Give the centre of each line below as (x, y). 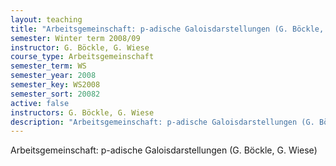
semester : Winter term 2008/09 (75, 38)
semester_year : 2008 (53, 76)
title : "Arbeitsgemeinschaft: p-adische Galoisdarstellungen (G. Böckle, (167, 29)
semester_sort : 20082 (55, 94)
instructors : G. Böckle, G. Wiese (82, 112)
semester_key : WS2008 (55, 85)
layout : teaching (46, 19)
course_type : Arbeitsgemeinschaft (82, 57)
